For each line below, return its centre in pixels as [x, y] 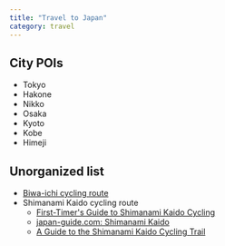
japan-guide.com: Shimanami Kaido [103, 222]
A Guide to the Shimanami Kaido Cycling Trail [121, 231]
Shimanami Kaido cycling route [80, 203]
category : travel [42, 26]
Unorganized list [57, 171]
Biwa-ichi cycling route [65, 193]
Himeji [34, 143]
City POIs [36, 63]
